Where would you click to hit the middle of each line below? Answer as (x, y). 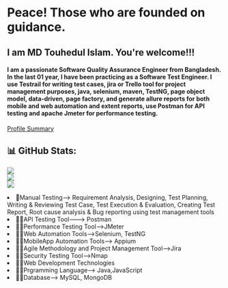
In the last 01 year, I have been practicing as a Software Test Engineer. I (110, 77)
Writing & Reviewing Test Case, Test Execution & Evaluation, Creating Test (111, 205)
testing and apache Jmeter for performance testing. (83, 114)
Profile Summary (31, 129)
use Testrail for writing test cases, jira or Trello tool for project (97, 84)
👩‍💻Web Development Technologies (65, 263)
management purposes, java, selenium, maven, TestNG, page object (106, 92)
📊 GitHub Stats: (42, 151)
